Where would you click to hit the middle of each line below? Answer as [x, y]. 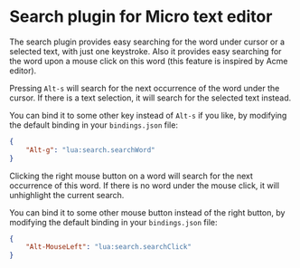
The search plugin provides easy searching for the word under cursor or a [147, 42]
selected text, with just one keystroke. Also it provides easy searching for [145, 51]
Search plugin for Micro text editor [141, 17]
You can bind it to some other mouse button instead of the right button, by [147, 212]
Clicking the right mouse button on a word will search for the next [131, 176]
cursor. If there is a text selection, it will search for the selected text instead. [150, 98]
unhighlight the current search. [67, 195]
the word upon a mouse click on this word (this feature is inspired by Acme [149, 61]
